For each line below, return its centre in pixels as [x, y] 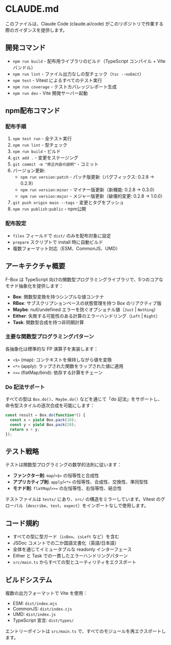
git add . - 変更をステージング [45, 158]
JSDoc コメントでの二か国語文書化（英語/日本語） [66, 543]
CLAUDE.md [32, 9]
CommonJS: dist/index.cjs [42, 609]
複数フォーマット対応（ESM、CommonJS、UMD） [66, 248]
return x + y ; [25, 429]
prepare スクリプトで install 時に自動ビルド [58, 242]
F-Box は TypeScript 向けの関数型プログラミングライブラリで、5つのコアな [84, 279]
